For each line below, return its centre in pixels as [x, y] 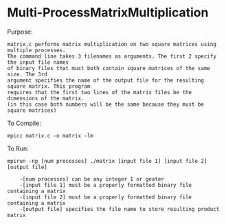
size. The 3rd [27, 74]
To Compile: [24, 123]
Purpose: [20, 32]
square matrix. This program [49, 86]
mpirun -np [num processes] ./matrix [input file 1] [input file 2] [107, 161]
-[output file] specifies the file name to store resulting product [120, 209]
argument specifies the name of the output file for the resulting [106, 80]
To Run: [18, 148]
